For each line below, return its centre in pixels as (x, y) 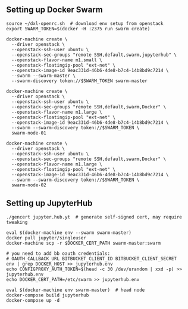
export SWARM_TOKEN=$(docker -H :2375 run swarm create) (78, 29)
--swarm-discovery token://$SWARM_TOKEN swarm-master (79, 81)
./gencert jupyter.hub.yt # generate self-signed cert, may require (94, 217)
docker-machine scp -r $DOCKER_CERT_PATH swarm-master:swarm (84, 243)
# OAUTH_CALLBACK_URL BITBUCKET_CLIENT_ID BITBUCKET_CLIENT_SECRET (92, 258)
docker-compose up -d (33, 300)
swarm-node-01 (29, 133)
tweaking (17, 222)
